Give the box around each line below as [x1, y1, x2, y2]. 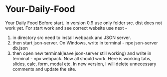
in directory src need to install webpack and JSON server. [12, 35, 131, 40]
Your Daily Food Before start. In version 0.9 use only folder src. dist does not [5, 20, 163, 26]
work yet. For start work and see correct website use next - [5, 25, 127, 31]
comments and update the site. [12, 66, 76, 72]
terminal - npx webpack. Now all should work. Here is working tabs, [12, 55, 152, 61]
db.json [12, 45, 28, 51]
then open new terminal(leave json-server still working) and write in [12, 50, 152, 56]
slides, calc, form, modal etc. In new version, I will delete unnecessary [12, 61, 157, 67]
